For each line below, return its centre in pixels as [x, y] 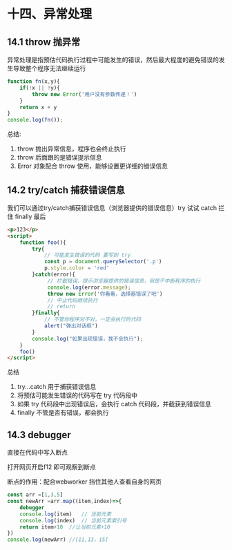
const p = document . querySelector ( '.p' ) [103, 262]
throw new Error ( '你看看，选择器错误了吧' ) [105, 294]
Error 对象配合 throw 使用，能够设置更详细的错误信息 [92, 166]
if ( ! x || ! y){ [40, 88]
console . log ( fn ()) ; [35, 120]
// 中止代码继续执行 [72, 300]
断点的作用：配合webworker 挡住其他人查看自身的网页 [85, 482]
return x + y [38, 107]
